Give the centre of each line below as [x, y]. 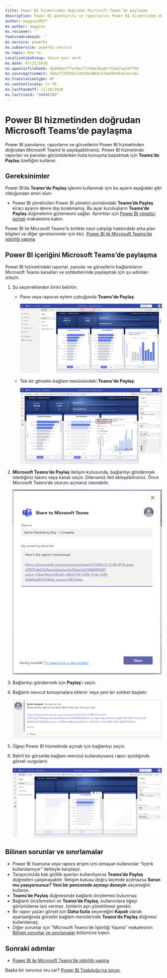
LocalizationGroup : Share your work [43, 58]
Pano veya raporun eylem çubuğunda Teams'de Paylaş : [77, 297]
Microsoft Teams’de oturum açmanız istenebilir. [61, 483]
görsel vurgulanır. [30, 761]
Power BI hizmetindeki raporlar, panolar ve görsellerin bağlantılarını [74, 267]
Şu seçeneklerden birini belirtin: [45, 287]
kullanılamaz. [26, 922]
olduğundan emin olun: [29, 193]
